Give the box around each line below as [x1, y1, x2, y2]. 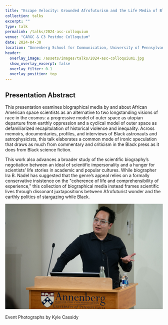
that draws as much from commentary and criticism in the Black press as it [5, 141, 159, 147]
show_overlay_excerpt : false [9, 61, 70, 66]
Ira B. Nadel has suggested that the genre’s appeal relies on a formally [5, 172, 150, 178]
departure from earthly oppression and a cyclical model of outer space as [5, 120, 157, 126]
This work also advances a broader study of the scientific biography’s [5, 156, 149, 162]
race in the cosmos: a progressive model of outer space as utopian [5, 114, 143, 120]
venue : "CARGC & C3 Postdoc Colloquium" [5, 35, 91, 40]
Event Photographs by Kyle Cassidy [5, 314, 79, 320]
